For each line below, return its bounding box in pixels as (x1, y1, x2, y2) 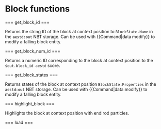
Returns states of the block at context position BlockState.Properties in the (5, 81, 157, 87)
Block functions (5, 3, 70, 14)
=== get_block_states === (5, 72, 58, 77)
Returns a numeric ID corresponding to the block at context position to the (5, 57, 154, 63)
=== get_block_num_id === (5, 48, 61, 54)
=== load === (5, 119, 33, 125)
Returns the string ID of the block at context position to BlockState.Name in (5, 28, 153, 34)
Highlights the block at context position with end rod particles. (5, 110, 129, 116)
